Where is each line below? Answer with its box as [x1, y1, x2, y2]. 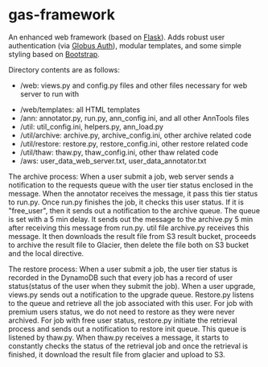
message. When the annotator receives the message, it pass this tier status [8, 188, 258, 198]
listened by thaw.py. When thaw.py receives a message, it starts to [8, 332, 229, 342]
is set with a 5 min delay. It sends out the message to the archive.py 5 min [8, 214, 254, 224]
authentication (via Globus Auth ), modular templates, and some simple [8, 40, 242, 50]
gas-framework [8, 6, 115, 24]
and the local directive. [8, 248, 85, 258]
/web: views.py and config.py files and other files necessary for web [19, 80, 248, 90]
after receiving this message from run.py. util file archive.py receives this [8, 223, 249, 233]
